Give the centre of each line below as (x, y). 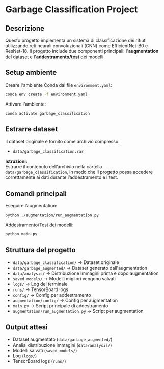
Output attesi (27, 327)
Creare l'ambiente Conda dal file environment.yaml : (59, 85)
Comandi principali (36, 193)
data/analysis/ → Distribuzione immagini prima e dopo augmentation (86, 273)
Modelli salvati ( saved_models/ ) (45, 350)
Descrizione (25, 28)
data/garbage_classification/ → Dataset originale (66, 262)
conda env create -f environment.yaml (46, 94)
